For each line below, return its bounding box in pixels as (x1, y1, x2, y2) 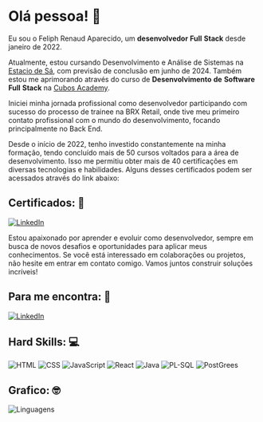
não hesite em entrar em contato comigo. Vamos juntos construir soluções (8, 258, 253, 268)
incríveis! (8, 266, 38, 276)
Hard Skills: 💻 (8, 335, 80, 349)
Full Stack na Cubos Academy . (8, 83, 110, 93)
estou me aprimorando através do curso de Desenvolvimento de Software (8, 74, 255, 84)
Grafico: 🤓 (8, 383, 61, 397)
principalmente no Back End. (8, 124, 103, 133)
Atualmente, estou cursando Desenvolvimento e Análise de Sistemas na (8, 57, 245, 67)
